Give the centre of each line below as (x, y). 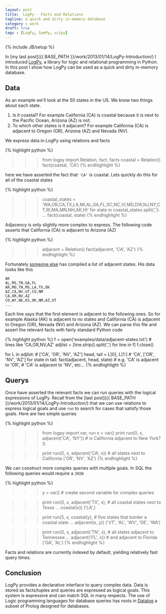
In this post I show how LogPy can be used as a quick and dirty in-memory (82, 67)
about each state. (23, 105)
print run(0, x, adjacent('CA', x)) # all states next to (94, 453)
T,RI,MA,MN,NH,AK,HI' (65, 210)
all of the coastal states (29, 180)
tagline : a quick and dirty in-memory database (55, 19)
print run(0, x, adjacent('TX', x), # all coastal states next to (102, 502)
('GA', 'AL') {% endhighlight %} (74, 542)
